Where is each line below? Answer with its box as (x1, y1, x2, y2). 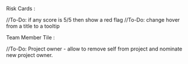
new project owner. (6, 52, 53, 58)
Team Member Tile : (6, 34, 55, 41)
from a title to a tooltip (6, 23, 60, 29)
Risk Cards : (6, 5, 35, 12)
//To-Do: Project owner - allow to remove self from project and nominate (6, 45, 183, 52)
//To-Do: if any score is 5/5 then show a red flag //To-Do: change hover (6, 16, 180, 23)
